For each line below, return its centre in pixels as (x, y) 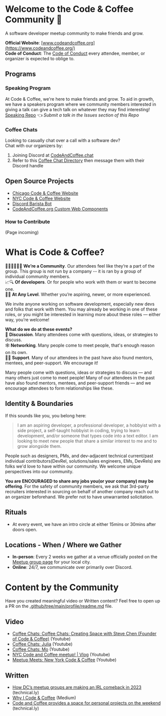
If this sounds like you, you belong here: (46, 415)
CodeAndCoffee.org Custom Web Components (60, 209)
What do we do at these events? (39, 329)
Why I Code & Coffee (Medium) (44, 698)
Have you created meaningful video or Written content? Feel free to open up (83, 601)
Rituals (16, 512)
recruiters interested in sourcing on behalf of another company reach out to (82, 491)
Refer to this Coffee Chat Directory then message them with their (78, 160)
